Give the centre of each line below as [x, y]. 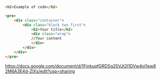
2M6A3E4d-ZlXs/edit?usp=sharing [40, 71]
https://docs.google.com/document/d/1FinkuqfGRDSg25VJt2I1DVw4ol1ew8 [80, 66]
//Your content [46, 39]
